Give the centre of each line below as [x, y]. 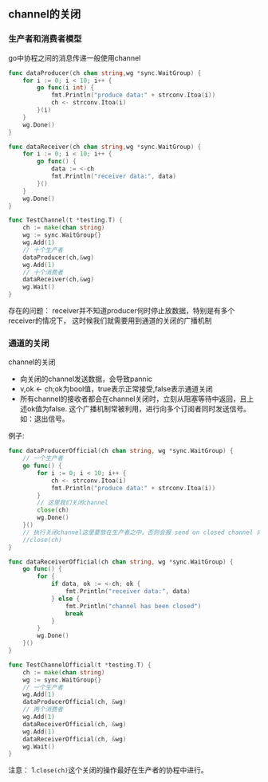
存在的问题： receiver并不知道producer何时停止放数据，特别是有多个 [122, 311]
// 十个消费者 [43, 272]
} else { [65, 599]
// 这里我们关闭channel [73, 503]
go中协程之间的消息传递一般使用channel [75, 57]
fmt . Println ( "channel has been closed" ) [133, 606]
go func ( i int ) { [65, 88]
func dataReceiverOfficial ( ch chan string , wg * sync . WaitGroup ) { [121, 562]
